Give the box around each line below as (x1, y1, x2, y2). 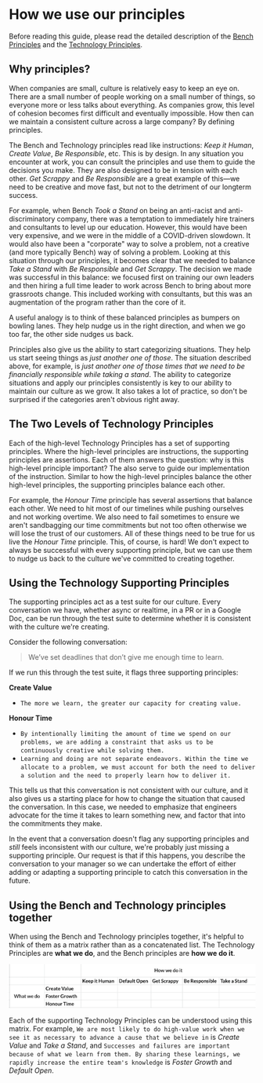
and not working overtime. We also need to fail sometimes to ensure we (9, 512, 240, 521)
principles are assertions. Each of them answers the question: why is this (9, 455, 245, 464)
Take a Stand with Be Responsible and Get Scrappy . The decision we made (9, 264, 253, 273)
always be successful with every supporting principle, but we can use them (9, 545, 253, 554)
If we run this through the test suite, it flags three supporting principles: (9, 668, 239, 677)
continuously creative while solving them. (20, 747, 165, 755)
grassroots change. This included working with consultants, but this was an (9, 289, 253, 298)
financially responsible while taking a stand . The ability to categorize (9, 369, 232, 379)
